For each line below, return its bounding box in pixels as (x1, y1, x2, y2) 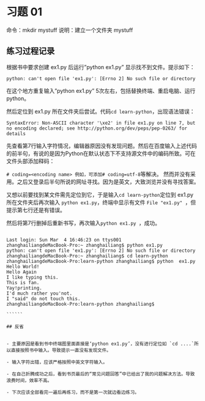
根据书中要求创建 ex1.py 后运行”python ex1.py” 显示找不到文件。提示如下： (6, 63, 195, 70)
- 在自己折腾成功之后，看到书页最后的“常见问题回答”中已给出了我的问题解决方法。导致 (6, 370, 195, 377)
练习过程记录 (6, 46, 55, 56)
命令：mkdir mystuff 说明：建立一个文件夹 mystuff (6, 26, 133, 34)
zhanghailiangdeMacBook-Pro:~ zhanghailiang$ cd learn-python (6, 252, 168, 259)
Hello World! (6, 263, 40, 270)
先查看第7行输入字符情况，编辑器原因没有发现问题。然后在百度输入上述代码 (6, 142, 197, 149)
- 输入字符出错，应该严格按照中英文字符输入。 (6, 359, 108, 365)
